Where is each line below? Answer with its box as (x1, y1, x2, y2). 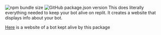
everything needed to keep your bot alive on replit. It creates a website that (5, 10, 156, 16)
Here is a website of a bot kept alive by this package (5, 24, 110, 30)
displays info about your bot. (5, 15, 62, 20)
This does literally (108, 5, 144, 10)
